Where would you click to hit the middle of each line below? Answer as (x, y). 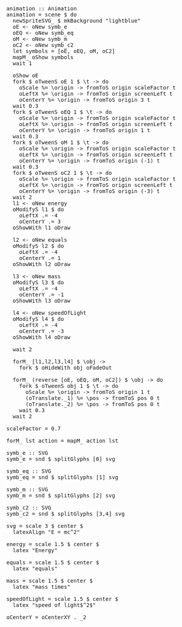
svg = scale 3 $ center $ (45, 526)
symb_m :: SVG (27, 489)
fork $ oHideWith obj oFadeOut (66, 368)
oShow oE (25, 75)
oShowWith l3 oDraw (42, 301)
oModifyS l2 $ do (38, 246)
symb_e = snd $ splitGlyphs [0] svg (61, 459)
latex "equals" (35, 569)
